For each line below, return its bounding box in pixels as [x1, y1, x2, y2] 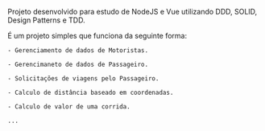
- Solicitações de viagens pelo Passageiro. [7, 75, 159, 83]
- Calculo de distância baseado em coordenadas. [7, 88, 174, 96]
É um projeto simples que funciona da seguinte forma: [7, 31, 188, 40]
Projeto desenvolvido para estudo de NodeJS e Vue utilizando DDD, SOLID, [7, 7, 258, 16]
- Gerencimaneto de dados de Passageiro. [7, 60, 149, 68]
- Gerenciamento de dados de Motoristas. [7, 47, 149, 55]
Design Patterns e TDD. [7, 15, 85, 25]
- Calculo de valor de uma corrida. [7, 103, 130, 111]
